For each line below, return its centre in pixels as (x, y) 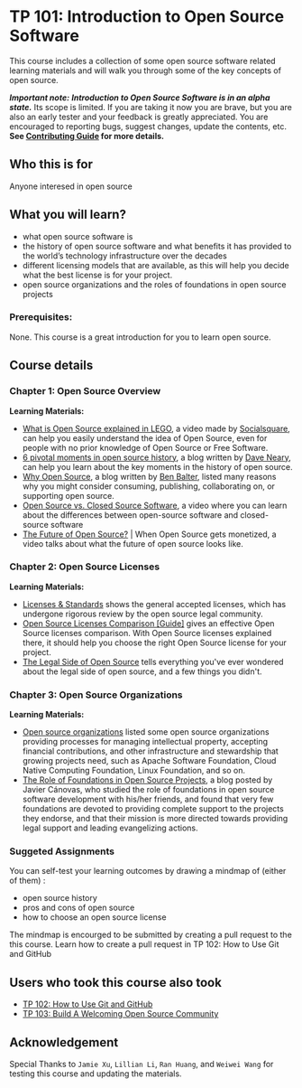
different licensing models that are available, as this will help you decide (156, 265)
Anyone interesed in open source (71, 186)
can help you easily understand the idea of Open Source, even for (145, 438)
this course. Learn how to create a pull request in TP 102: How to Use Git (144, 944)
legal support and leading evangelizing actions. (110, 828)
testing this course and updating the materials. (96, 1074)
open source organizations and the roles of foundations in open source (154, 284)
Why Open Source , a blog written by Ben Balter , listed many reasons (149, 476)
